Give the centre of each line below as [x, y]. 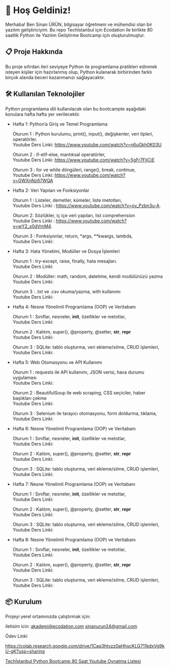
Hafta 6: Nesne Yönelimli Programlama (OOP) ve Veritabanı [74, 428]
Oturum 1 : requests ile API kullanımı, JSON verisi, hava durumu [78, 372]
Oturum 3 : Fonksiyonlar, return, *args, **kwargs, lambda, [73, 236]
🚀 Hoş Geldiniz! [38, 10]
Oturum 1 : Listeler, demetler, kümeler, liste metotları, [67, 200]
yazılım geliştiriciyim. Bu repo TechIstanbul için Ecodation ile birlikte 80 [79, 29]
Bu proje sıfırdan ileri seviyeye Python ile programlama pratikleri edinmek [81, 66]
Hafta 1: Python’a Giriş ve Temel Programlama [60, 124]
